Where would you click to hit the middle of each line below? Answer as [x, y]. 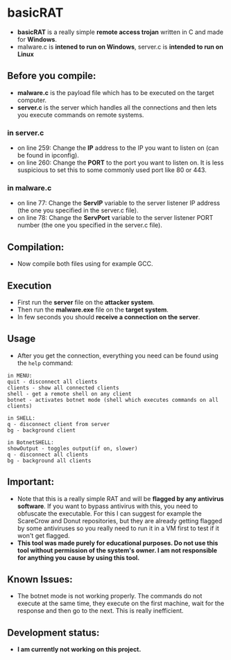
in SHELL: [22, 418]
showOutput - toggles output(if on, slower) [72, 448]
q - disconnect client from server [59, 424]
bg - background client [42, 430]
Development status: [53, 633]
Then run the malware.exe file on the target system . [93, 310]
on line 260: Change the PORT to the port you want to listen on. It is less [120, 163]
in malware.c [29, 187]
